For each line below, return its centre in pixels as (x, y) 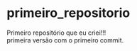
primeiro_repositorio (68, 13)
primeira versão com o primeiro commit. (65, 40)
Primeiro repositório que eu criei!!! (56, 33)
